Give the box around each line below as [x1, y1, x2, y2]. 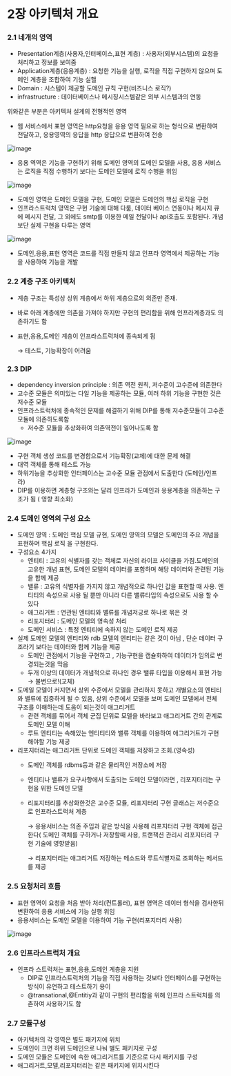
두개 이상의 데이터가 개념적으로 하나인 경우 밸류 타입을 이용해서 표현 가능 [27, 668, 223, 677]
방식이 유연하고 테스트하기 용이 [27, 982, 111, 990]
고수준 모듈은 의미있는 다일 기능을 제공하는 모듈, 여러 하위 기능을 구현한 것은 [17, 389, 222, 397]
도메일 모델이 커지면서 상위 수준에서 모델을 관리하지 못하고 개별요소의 [17, 686, 203, 694]
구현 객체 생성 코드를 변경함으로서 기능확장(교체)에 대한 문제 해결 [17, 452, 192, 460]
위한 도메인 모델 [40, 784, 83, 793]
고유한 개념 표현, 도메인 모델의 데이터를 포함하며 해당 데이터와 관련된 [27, 565, 212, 573]
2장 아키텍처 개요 [7, 6, 99, 22]
